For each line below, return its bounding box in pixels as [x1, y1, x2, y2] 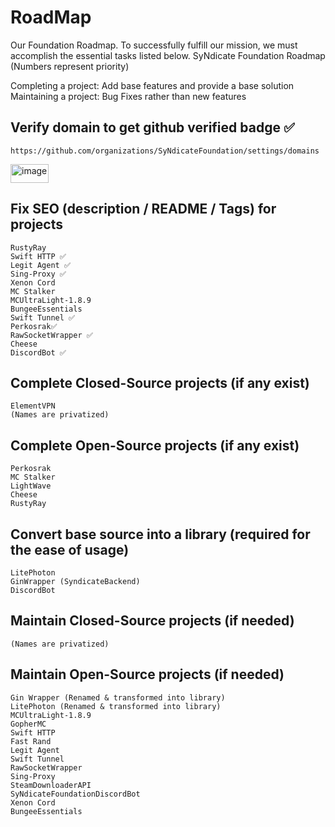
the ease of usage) [10, 541, 130, 558]
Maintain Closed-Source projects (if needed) [10, 612, 295, 630]
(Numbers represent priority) [10, 60, 130, 72]
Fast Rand [10, 736, 52, 746]
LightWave [10, 481, 52, 491]
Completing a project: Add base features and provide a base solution [10, 79, 295, 91]
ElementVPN [10, 401, 56, 411]
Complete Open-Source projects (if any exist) [10, 437, 300, 454]
